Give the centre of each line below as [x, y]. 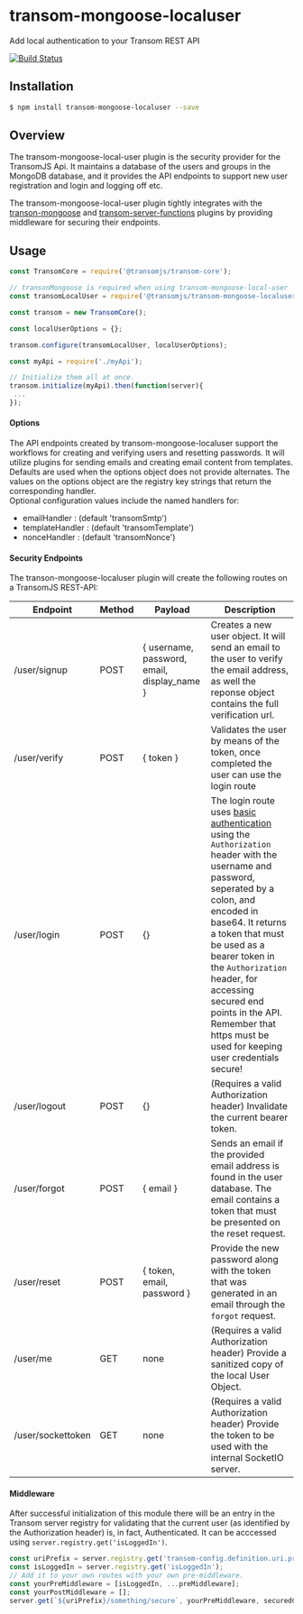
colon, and [233, 900]
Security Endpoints [46, 558]
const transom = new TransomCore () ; [78, 312]
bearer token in [243, 957]
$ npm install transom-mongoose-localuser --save [105, 107]
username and [241, 867]
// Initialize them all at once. [72, 378]
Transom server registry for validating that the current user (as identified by [150, 1523]
